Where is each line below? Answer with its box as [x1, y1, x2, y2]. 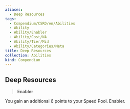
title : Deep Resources [5, 48, 51, 53]
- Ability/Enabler [9, 30, 47, 35]
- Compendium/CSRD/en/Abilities [9, 21, 76, 26]
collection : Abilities [5, 53, 51, 58]
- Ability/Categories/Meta [9, 44, 65, 49]
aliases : [5, 7, 23, 12]
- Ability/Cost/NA [9, 35, 47, 40]
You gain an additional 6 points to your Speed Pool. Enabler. [5, 98, 126, 104]
